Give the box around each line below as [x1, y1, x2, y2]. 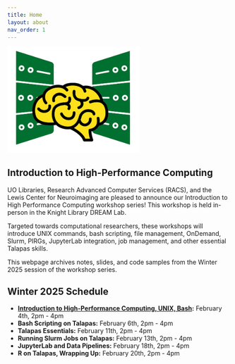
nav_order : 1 [7, 26, 46, 33]
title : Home [7, 11, 42, 18]
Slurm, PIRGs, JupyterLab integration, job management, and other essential [7, 237, 227, 245]
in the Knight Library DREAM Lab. [29, 208, 127, 216]
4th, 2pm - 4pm [17, 312, 64, 320]
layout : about [7, 18, 49, 26]
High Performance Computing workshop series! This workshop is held [7, 201, 212, 209]
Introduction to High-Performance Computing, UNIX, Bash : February [17, 304, 222, 313]
